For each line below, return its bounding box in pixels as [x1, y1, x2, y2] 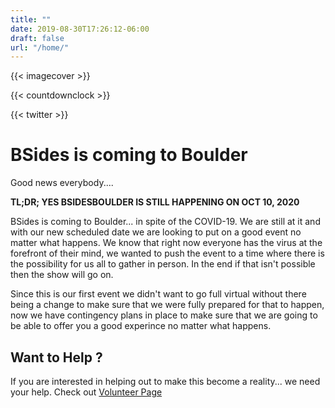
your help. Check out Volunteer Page [10, 386, 163, 398]
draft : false [10, 33, 65, 43]
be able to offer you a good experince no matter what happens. [10, 320, 272, 332]
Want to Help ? [10, 349, 103, 366]
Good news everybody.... [10, 177, 114, 189]
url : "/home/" [10, 42, 70, 53]
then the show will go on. [10, 269, 114, 281]
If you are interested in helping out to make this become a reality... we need [10, 376, 321, 387]
